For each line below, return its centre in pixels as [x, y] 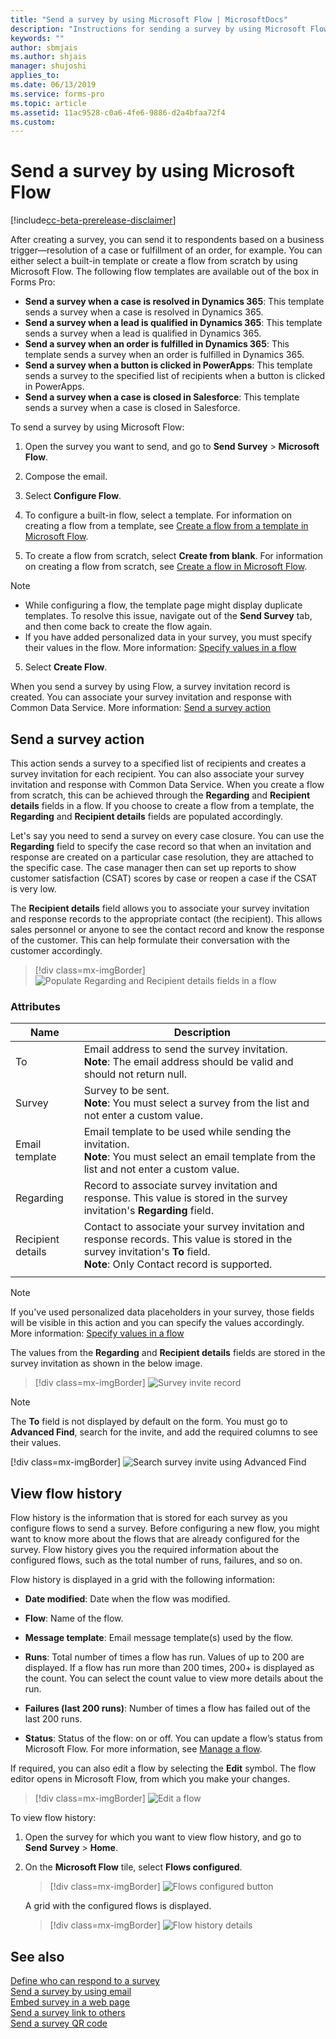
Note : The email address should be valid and [188, 1062]
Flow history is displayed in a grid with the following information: [143, 1580]
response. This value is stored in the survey [185, 1198]
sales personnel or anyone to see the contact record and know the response [167, 929]
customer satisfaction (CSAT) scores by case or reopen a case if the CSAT [164, 878]
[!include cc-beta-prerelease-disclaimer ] [93, 220]
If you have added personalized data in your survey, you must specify [168, 637]
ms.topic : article [48, 103]
